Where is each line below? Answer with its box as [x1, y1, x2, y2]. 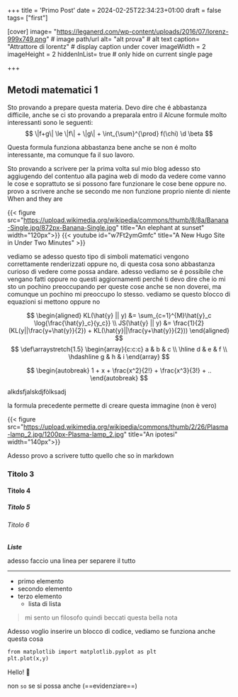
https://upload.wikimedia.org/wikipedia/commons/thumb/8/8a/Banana [23, 216, 229, 224]
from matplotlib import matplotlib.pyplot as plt [7, 648, 157, 655]
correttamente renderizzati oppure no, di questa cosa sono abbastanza [7, 259, 215, 268]
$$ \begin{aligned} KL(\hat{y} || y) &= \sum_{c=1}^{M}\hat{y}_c [26, 311, 212, 319]
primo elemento [17, 576, 64, 585]
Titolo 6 [7, 521, 30, 529]
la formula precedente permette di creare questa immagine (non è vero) [7, 401, 217, 410]
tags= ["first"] [7, 13, 48, 22]
